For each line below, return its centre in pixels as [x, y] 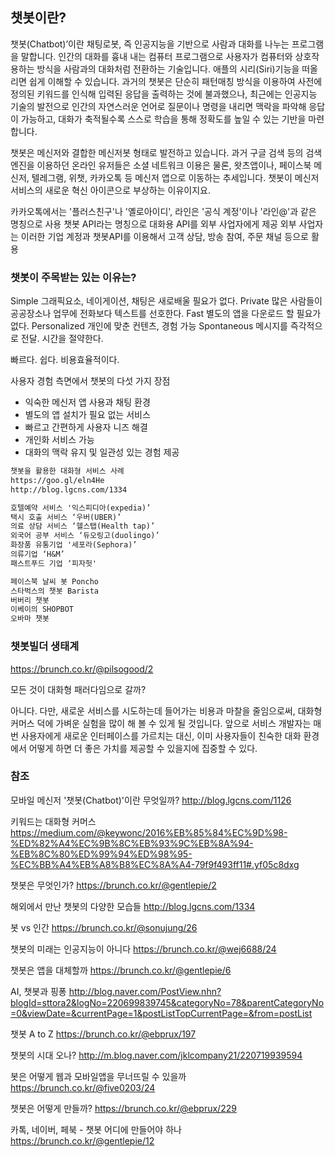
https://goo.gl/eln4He [57, 480]
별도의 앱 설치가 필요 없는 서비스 [87, 415]
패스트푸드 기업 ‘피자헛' [54, 563]
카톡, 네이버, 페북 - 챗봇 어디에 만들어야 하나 [96, 1129]
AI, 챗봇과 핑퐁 [38, 991]
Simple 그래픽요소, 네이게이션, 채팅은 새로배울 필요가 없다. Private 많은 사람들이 [166, 301]
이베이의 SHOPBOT [42, 609]
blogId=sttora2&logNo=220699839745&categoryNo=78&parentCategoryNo [167, 1002]
